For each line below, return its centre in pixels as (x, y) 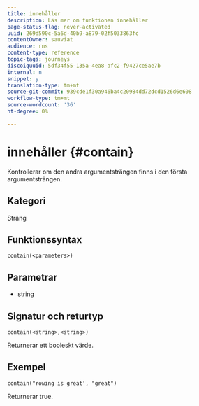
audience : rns (28, 46)
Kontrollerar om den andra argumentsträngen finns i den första (97, 171)
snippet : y (23, 79)
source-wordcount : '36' (42, 105)
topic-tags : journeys (39, 59)
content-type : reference (43, 53)
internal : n (24, 72)
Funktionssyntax (45, 240)
